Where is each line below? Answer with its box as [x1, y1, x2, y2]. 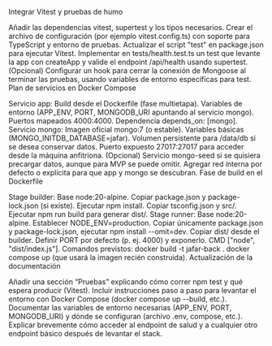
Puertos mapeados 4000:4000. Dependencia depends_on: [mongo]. [8, 116, 238, 125]
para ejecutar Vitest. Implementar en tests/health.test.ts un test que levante [8, 49, 261, 58]
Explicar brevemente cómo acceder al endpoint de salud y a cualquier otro [8, 320, 258, 330]
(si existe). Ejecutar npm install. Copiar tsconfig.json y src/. [40, 201, 237, 210]
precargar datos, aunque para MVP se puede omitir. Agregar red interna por [8, 159, 262, 169]
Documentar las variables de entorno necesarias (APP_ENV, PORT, [8, 303, 232, 312]
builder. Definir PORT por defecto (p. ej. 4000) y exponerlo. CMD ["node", [8, 236, 256, 244]
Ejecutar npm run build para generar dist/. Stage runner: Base [8, 210, 214, 218]
